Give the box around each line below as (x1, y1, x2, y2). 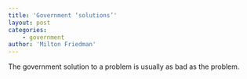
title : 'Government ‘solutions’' (8, 11, 118, 20)
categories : (8, 26, 47, 34)
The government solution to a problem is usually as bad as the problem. (8, 62, 240, 71)
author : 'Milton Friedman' (8, 41, 96, 48)
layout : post (8, 19, 51, 27)
